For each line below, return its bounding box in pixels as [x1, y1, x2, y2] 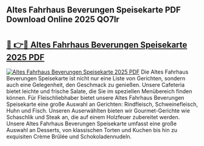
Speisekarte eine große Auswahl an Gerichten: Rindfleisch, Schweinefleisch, [6, 100, 199, 108]
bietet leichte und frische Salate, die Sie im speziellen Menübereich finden [6, 88, 192, 95]
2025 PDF [6, 52, 44, 63]
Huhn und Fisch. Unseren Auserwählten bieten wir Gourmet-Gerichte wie [6, 107, 191, 114]
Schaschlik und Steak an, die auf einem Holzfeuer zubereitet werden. [6, 114, 180, 120]
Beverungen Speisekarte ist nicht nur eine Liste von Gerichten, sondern [6, 75, 186, 82]
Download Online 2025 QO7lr [6, 15, 120, 25]
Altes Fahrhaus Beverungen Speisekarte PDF [6, 5, 181, 15]
